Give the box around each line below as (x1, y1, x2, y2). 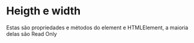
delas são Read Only (6, 30, 57, 37)
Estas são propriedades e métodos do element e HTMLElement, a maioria (6, 24, 189, 31)
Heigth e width (6, 4, 81, 18)
